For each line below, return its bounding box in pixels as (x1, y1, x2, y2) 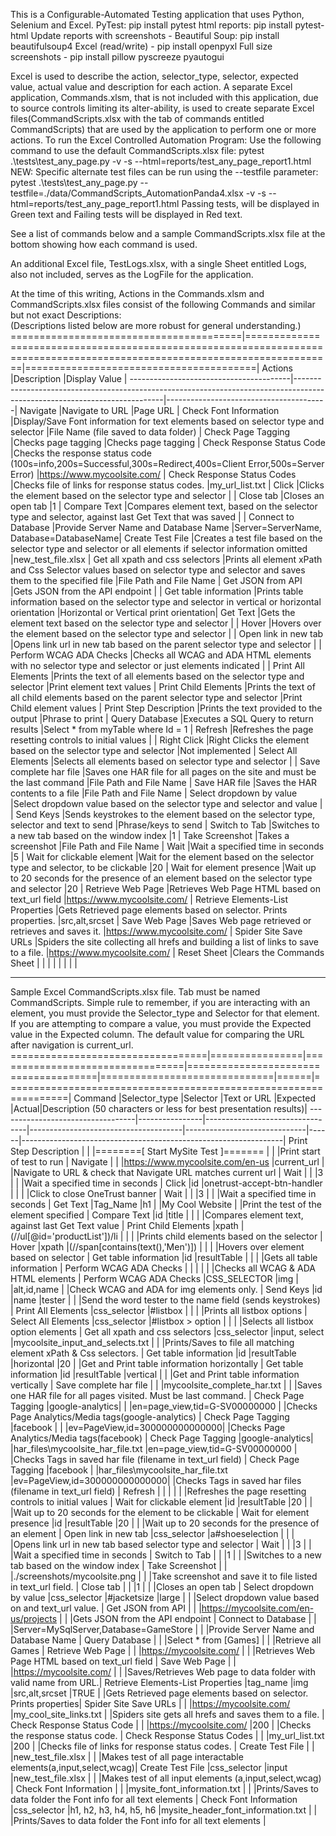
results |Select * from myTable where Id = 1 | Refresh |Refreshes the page (10, 724, 314, 735)
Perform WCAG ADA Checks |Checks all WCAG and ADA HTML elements (10, 649, 312, 661)
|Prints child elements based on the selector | (136, 1230, 323, 1242)
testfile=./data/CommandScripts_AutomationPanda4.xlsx (10, 187, 244, 199)
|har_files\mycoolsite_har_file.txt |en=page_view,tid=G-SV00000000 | (10, 1443, 298, 1454)
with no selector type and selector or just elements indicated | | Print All (10, 660, 305, 671)
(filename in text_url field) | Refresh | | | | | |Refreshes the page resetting (10, 1485, 307, 1497)
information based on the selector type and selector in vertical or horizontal (10, 596, 322, 608)
